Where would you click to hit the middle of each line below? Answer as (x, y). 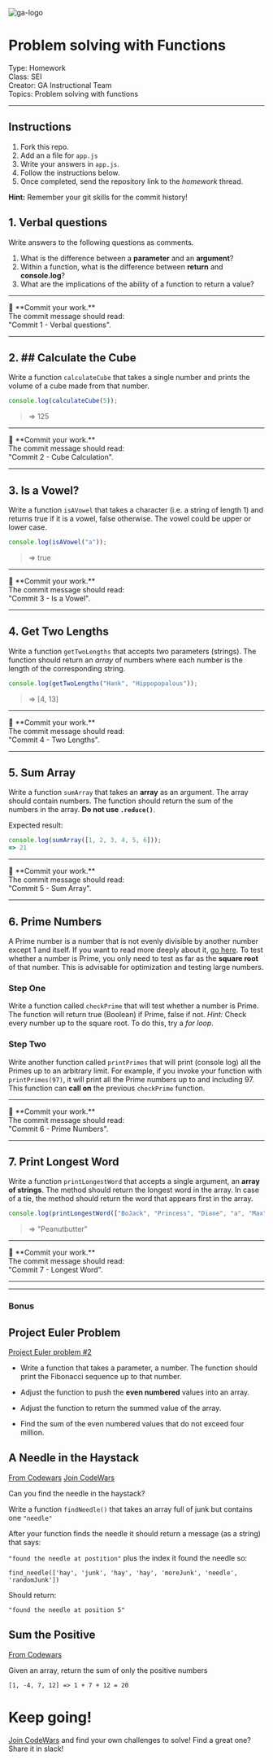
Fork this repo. (44, 146)
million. (32, 1433)
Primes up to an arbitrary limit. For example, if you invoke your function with (135, 1071)
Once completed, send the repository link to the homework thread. (132, 181)
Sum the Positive (52, 1635)
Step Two (28, 1044)
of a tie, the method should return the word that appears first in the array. (131, 1199)
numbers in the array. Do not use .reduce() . (82, 810)
